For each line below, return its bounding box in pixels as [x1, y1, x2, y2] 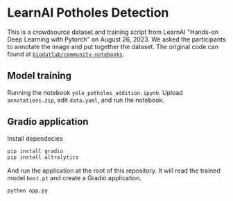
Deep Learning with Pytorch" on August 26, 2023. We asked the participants [7, 35, 226, 43]
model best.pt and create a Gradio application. [7, 174, 142, 182]
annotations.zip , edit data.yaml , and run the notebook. [7, 96, 165, 104]
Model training [7, 70, 71, 82]
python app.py [7, 187, 49, 195]
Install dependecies [7, 134, 64, 143]
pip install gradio [7, 148, 64, 155]
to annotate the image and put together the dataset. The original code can [7, 42, 218, 51]
